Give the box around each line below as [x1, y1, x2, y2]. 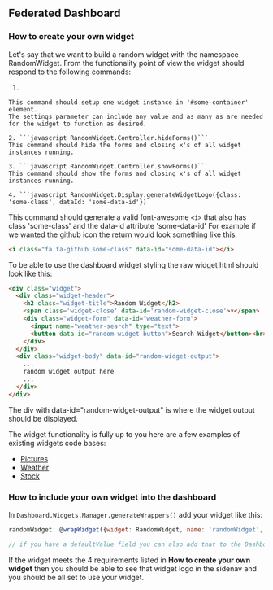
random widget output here [23, 368, 115, 376]
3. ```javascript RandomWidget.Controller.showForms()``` [8, 162, 209, 170]
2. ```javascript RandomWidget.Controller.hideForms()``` [8, 133, 209, 142]
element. [8, 105, 38, 113]
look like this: [8, 269, 53, 278]
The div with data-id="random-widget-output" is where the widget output [8, 404, 256, 414]
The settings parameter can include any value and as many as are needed [8, 112, 264, 120]
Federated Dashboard [8, 7, 121, 20]
